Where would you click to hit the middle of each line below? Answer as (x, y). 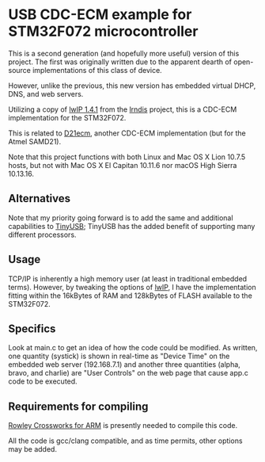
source (20, 70)
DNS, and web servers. (46, 94)
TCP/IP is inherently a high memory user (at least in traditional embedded (128, 278)
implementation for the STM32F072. (67, 117)
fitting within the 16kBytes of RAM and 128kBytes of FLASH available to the (131, 296)
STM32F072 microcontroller (103, 31)
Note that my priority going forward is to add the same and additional (121, 218)
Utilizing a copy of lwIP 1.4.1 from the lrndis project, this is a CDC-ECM (123, 109)
